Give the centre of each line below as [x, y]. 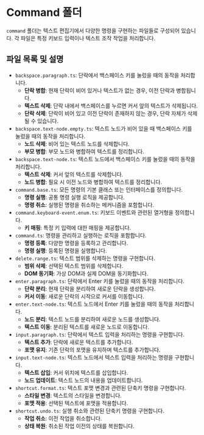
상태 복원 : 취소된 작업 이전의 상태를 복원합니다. [79, 426]
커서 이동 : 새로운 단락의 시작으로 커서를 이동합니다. [84, 296]
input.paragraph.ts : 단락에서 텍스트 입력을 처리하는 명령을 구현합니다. [100, 334]
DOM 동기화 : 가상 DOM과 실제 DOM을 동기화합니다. [86, 273]
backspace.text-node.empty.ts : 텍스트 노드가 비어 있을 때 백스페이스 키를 [104, 128]
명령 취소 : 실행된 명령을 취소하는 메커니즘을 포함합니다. [89, 204]
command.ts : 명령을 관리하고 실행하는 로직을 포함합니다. [81, 235]
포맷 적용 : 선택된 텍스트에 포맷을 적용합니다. [76, 403]
